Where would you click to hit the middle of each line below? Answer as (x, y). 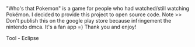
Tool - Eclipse (22, 38)
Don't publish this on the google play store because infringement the (89, 21)
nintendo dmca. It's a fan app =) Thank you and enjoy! (71, 27)
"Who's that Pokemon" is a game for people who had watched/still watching (98, 8)
